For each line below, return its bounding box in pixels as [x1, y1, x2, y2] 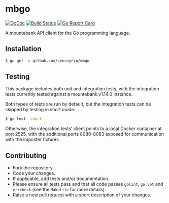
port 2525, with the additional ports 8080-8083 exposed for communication [5, 131, 164, 137]
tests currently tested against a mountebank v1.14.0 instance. [5, 91, 133, 97]
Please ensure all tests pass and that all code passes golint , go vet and [12, 181, 163, 187]
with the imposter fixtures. [5, 136, 60, 143]
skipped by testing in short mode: [5, 107, 76, 113]
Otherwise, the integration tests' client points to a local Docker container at [5, 125, 162, 132]
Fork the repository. [12, 165, 54, 171]
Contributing [5, 151, 47, 160]
